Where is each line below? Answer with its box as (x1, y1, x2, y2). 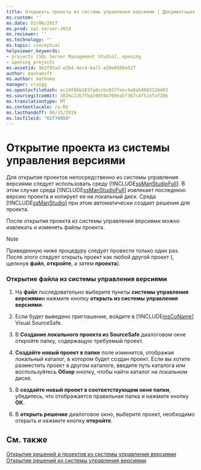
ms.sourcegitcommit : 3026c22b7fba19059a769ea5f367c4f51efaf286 (6, 93, 169, 99)
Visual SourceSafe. (14, 320, 63, 327)
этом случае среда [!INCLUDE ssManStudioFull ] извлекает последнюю (6, 187, 187, 194)
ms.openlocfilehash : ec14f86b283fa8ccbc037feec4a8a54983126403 (6, 87, 169, 93)
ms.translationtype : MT (6, 98, 66, 104)
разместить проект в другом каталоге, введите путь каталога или (14, 362, 185, 369)
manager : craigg (6, 82, 47, 88)
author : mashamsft (6, 70, 52, 76)
